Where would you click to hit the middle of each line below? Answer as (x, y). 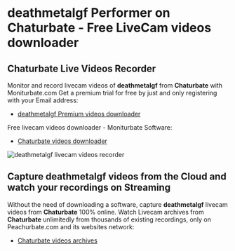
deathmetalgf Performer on (89, 13)
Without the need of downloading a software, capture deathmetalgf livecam (117, 204)
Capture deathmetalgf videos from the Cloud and (117, 177)
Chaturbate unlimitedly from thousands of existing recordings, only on (109, 219)
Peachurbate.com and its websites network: (71, 226)
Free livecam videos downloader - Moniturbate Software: (90, 127)
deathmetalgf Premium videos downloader (79, 114)
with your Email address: (43, 100)
